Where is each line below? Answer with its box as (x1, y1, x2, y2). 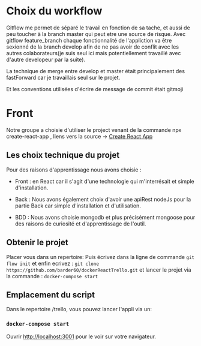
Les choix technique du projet (6, 150, 120, 160)
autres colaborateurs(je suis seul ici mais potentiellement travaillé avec (6, 49, 181, 56)
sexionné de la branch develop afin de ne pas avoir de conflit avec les (6, 43, 179, 50)
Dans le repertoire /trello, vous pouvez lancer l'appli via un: (6, 306, 152, 313)
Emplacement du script (6, 290, 95, 300)
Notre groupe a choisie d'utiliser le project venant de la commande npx (6, 126, 182, 133)
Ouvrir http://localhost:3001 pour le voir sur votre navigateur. (6, 333, 156, 340)
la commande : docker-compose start (6, 272, 98, 279)
